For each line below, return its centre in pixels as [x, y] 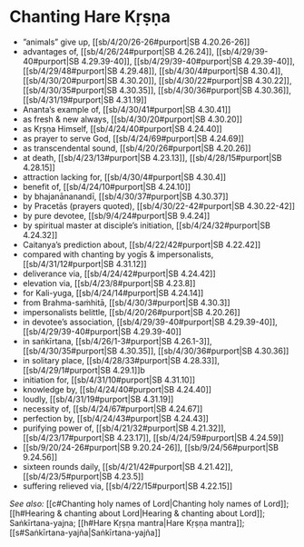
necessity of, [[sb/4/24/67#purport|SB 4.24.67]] [113, 408]
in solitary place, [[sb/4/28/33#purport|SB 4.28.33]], [121, 360]
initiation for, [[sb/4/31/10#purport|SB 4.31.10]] [109, 380]
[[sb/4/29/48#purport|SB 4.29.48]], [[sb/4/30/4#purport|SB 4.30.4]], [152, 71]
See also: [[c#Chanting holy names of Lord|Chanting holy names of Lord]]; [149, 503]
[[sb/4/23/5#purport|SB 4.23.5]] [83, 476]
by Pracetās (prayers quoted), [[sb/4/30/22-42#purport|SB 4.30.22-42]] [159, 205]
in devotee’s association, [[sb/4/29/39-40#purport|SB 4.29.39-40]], [150, 322]
